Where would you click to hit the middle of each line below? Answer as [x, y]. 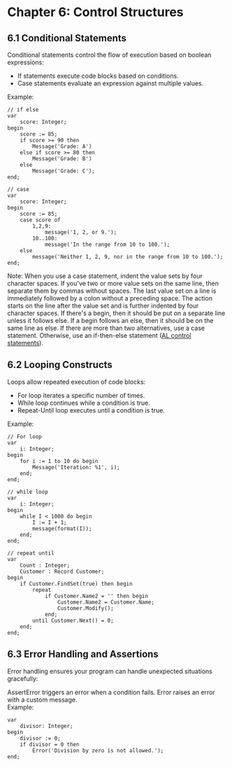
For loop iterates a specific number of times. [81, 395]
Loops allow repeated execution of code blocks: [77, 382]
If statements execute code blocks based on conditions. [98, 76]
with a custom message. [42, 699]
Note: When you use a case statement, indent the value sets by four [105, 276]
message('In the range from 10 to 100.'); [107, 244]
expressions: [26, 62]
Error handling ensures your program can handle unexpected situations [110, 671]
